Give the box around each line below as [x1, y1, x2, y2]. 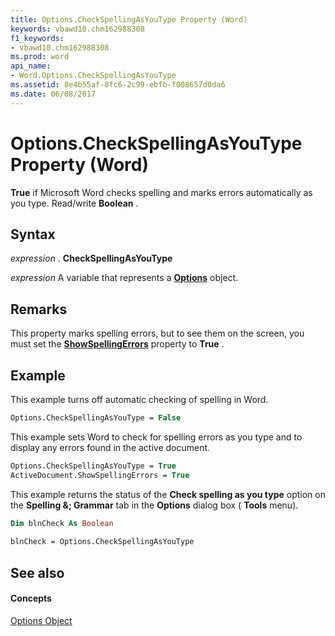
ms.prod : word [10, 52, 70, 62]
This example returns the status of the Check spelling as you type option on [10, 488, 326, 500]
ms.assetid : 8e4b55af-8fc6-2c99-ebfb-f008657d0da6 [10, 80, 226, 90]
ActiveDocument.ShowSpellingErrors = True [10, 470, 190, 480]
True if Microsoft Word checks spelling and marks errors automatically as [10, 186, 313, 198]
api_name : [10, 61, 52, 71]
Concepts [10, 592, 52, 605]
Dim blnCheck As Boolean [10, 518, 114, 528]
